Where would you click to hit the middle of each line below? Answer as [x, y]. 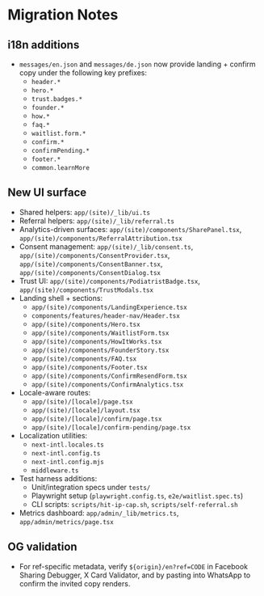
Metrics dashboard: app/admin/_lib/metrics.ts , [99, 513]
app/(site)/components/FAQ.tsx [84, 359]
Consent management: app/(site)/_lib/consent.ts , [106, 246]
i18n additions [44, 45]
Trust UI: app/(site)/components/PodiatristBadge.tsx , [110, 281]
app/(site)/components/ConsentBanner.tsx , [91, 264]
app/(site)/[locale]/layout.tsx [86, 410]
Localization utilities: [53, 435]
